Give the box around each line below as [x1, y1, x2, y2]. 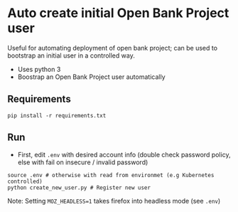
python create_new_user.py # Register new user [7, 184, 151, 191]
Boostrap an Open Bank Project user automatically [17, 73, 166, 81]
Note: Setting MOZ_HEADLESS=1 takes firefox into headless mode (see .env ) [7, 196, 221, 205]
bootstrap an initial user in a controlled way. [7, 51, 135, 60]
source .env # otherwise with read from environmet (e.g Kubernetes [7, 171, 215, 179]
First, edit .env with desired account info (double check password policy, [17, 150, 231, 159]
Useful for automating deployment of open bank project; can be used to [7, 43, 218, 52]
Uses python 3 [17, 65, 61, 73]
